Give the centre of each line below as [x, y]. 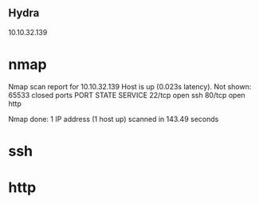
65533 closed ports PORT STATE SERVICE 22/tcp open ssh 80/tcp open [127, 95]
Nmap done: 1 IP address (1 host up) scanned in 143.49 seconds [114, 119]
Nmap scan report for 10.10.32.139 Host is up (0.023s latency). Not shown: [130, 86]
